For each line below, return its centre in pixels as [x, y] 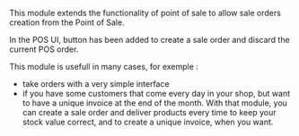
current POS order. [44, 49]
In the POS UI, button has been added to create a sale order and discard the [149, 40]
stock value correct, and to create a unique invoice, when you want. [148, 122]
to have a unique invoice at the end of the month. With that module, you [154, 103]
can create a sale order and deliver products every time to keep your [149, 112]
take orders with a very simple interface [96, 84]
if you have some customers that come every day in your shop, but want [156, 93]
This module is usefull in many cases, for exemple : [104, 67]
